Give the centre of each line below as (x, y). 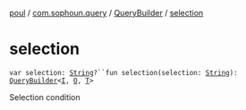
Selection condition (45, 97)
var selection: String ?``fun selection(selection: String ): (124, 72)
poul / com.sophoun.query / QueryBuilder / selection (106, 13)
